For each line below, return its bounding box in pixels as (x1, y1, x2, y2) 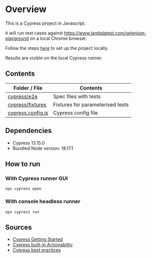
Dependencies (5, 126, 52, 135)
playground (5, 35, 29, 41)
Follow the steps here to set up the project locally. (5, 45, 109, 51)
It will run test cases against (5, 30, 63, 36)
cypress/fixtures (8, 101, 47, 108)
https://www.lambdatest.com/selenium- (64, 30, 147, 36)
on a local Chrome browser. (30, 35, 87, 41)
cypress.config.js (8, 109, 49, 116)
